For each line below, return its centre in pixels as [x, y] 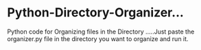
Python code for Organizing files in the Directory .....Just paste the [101, 32]
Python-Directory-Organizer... [95, 13]
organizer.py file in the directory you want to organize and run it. [98, 38]
